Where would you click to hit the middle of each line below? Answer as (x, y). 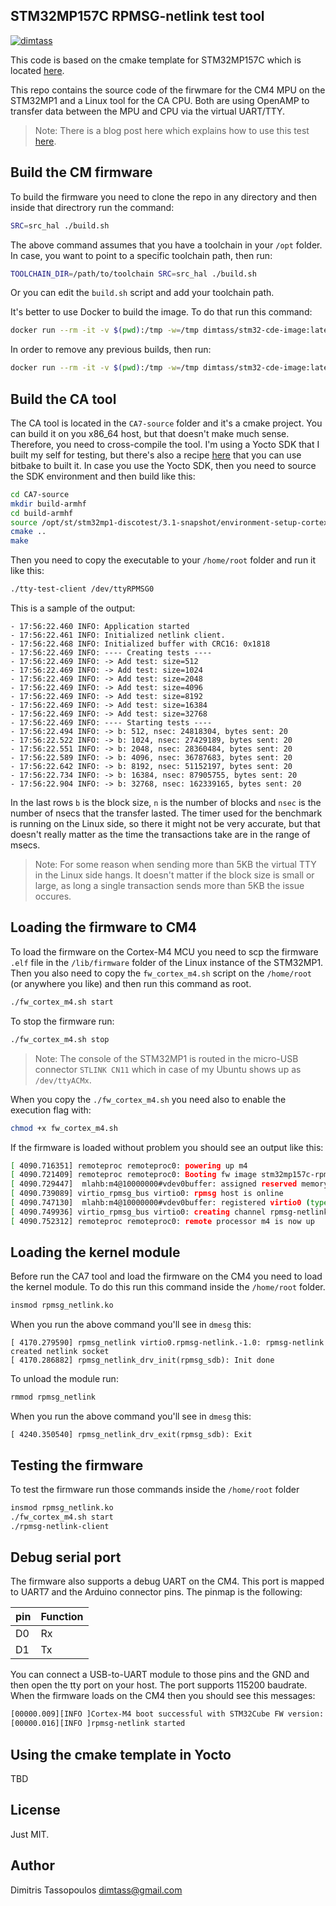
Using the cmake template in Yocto (121, 1754)
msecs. (25, 845)
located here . (37, 70)
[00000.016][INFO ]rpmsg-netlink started (98, 1724)
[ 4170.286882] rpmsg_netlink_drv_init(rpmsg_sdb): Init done (142, 1360)
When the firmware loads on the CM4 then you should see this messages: (163, 1696)
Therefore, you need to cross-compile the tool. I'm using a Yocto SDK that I (165, 444)
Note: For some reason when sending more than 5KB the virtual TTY (175, 865)
